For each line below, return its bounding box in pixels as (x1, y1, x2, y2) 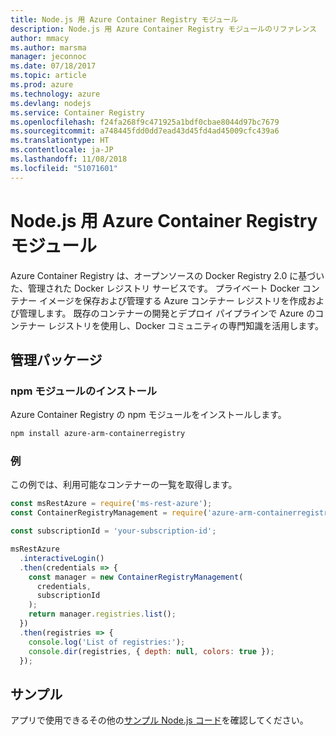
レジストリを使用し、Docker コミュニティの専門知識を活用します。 (47, 319, 324, 331)
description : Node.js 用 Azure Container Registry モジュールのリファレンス (10, 24, 317, 34)
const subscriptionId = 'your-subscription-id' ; (10, 526, 217, 536)
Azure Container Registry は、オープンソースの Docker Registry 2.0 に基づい (10, 269, 325, 281)
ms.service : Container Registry (10, 107, 145, 118)
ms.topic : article (10, 71, 87, 81)
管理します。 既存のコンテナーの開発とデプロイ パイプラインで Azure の (18, 307, 316, 319)
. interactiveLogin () (19, 553, 105, 563)
